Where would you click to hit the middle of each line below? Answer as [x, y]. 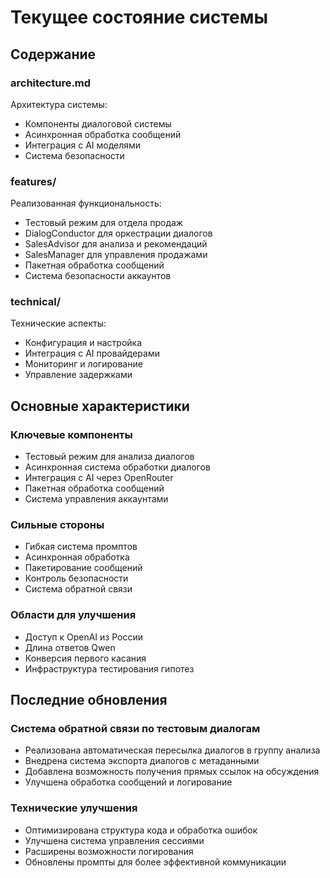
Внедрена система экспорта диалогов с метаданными [142, 761]
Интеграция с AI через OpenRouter [99, 478]
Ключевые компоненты [71, 434]
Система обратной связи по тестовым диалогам [135, 729]
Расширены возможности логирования [109, 851]
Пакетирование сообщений [83, 568]
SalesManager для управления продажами [116, 255]
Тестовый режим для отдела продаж [104, 223]
